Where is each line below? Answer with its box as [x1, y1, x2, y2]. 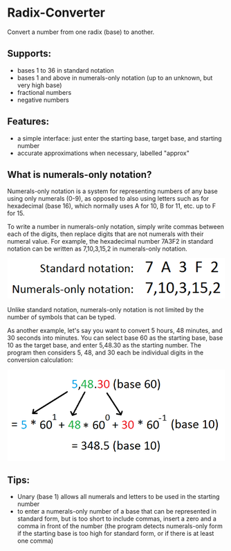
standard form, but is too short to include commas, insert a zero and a [17, 514, 216, 523]
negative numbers [17, 96, 69, 104]
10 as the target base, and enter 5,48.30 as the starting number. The [7, 341, 202, 350]
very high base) [17, 81, 62, 89]
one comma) [17, 536, 54, 545]
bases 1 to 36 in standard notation [17, 66, 114, 74]
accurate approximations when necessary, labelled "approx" [17, 149, 190, 157]
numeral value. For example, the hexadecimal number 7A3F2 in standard [7, 237, 214, 246]
